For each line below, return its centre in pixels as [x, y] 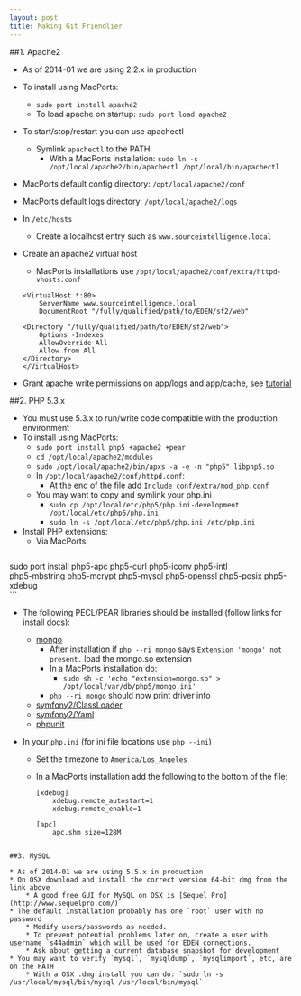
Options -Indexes [71, 334]
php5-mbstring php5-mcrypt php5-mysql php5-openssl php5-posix [136, 576]
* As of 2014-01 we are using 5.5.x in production [106, 872]
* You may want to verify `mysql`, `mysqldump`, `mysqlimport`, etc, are [151, 958]
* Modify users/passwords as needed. [96, 927]
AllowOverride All [73, 343]
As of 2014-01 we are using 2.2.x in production [109, 69]
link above [30, 887]
